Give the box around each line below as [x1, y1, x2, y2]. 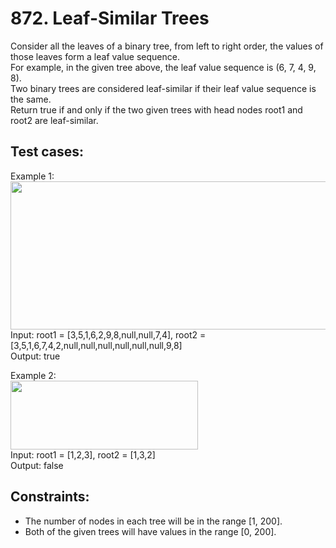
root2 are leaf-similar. [10, 114, 99, 126]
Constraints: [10, 488, 90, 506]
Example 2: [10, 369, 57, 381]
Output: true [10, 350, 61, 362]
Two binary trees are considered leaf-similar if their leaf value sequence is [10, 82, 317, 94]
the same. [10, 93, 52, 105]
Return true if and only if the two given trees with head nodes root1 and [10, 103, 303, 116]
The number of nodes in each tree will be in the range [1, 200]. [24, 515, 283, 527]
